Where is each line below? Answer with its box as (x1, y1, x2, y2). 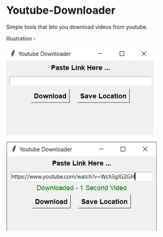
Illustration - (6, 35, 36, 42)
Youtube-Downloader (6, 4, 116, 17)
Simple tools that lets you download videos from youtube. (6, 23, 148, 30)
